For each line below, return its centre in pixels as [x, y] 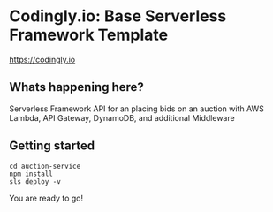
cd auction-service [45, 166]
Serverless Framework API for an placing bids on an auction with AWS [137, 109]
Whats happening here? [76, 87]
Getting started [52, 146]
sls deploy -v [35, 182]
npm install [31, 174]
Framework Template [89, 35]
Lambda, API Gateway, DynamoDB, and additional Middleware [122, 117]
